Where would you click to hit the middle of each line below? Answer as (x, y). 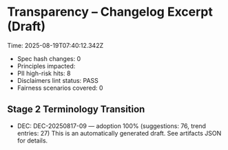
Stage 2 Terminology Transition (76, 109)
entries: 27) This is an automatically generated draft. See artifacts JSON (119, 133)
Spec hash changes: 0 (49, 58)
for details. (32, 140)
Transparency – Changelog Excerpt (110, 12)
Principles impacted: (46, 66)
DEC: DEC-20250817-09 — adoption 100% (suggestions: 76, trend (112, 126)
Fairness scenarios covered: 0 (60, 88)
